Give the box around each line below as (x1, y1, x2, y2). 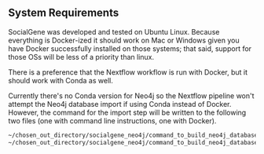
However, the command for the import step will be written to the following (8, 108, 247, 117)
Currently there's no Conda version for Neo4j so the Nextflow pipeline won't (8, 90, 255, 101)
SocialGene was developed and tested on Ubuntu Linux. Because (8, 27, 220, 36)
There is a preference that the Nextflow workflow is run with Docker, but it (8, 67, 247, 77)
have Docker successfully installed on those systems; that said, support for (8, 43, 252, 53)
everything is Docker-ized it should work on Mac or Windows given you (8, 35, 240, 45)
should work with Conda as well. (8, 75, 114, 85)
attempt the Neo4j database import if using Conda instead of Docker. (8, 99, 232, 108)
